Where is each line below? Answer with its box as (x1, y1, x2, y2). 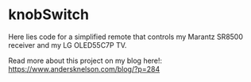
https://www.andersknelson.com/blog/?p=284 (8, 64, 160, 73)
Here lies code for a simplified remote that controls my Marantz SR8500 (8, 32, 244, 41)
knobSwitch (8, 6, 90, 24)
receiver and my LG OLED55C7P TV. (8, 40, 127, 49)
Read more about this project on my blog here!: (8, 56, 163, 65)
